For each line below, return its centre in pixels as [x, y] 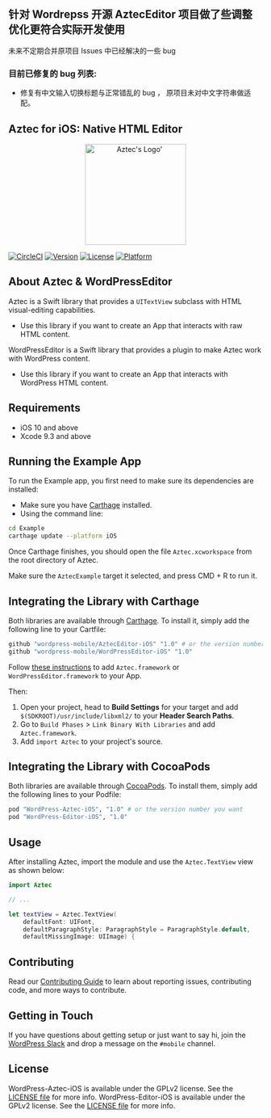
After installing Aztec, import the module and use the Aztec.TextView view [131, 862]
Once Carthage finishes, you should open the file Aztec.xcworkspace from [130, 551]
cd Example [27, 529]
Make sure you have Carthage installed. [86, 505]
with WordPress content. [49, 358]
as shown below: [36, 871]
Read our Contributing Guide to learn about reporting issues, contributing [130, 981]
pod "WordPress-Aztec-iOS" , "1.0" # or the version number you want [126, 810]
